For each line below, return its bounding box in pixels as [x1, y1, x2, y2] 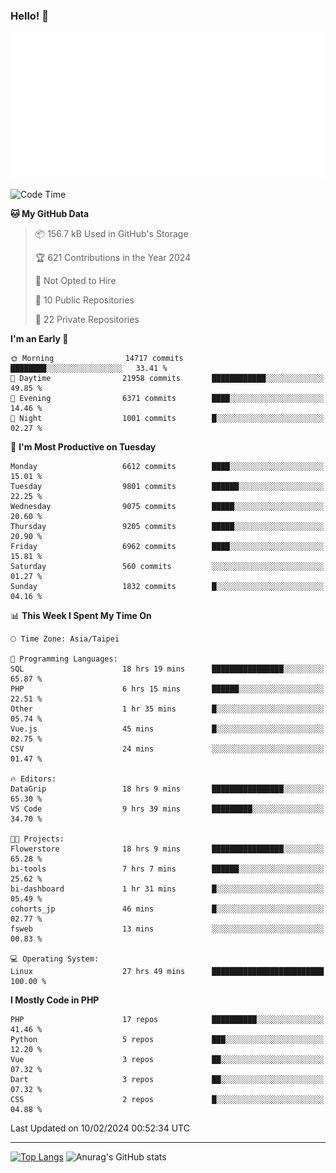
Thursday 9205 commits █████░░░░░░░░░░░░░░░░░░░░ [10, 522, 325, 532]
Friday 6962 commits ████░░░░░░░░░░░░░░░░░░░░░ [10, 542, 325, 552]
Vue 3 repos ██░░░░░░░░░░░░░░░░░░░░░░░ [10, 1055, 325, 1065]
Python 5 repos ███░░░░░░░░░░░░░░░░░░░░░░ [10, 1035, 325, 1045]
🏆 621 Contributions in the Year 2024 [34, 252, 192, 264]
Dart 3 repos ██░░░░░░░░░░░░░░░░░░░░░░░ [10, 1075, 325, 1085]
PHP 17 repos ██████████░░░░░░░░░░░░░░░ [10, 1015, 325, 1025]
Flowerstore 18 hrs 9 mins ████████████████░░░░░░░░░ [10, 844, 325, 854]
